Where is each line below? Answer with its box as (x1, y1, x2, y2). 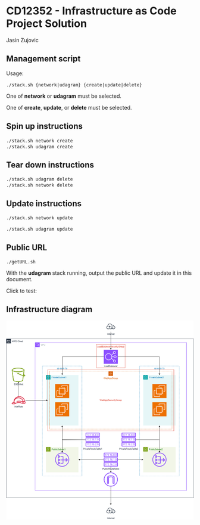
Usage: (6, 70, 24, 77)
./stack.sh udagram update (6, 226, 73, 232)
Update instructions (6, 198, 82, 209)
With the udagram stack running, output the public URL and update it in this (6, 269, 192, 277)
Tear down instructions (6, 160, 94, 170)
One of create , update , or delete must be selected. (6, 104, 132, 111)
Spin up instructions (6, 121, 83, 132)
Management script (6, 54, 81, 64)
